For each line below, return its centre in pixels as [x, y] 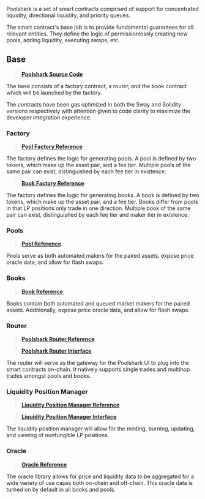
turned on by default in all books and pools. [61, 489]
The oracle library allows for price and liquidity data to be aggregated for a [100, 476]
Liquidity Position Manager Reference [70, 405]
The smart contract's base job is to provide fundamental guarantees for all [100, 27]
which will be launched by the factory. [54, 92]
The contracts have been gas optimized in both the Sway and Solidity [94, 104]
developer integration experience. [49, 117]
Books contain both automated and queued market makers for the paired [98, 303]
